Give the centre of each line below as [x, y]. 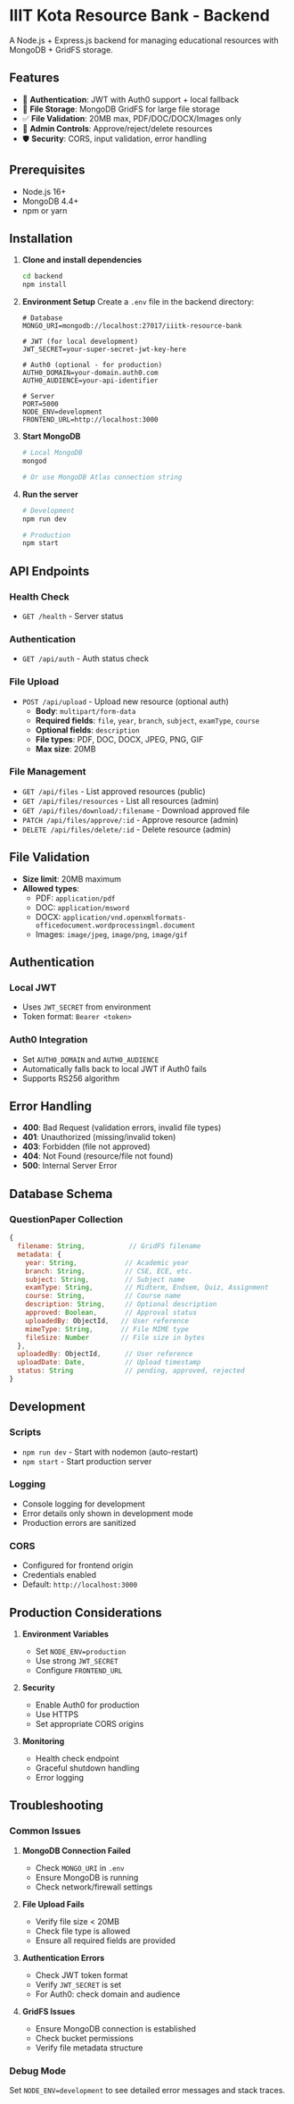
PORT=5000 [41, 404]
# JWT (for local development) [80, 342]
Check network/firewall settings [94, 1887]
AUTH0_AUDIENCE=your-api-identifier [90, 381]
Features [34, 78]
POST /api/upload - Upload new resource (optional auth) [125, 701]
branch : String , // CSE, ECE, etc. [109, 1271]
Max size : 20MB [65, 749]
